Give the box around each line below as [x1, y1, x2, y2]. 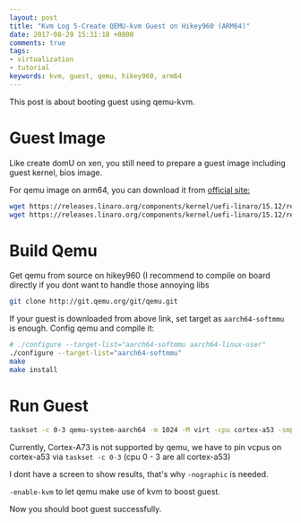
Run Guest [9, 395, 89, 416]
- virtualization [9, 55, 74, 64]
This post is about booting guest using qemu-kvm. [9, 96, 195, 107]
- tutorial [9, 64, 50, 73]
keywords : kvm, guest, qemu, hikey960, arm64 [9, 72, 182, 81]
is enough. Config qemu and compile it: [9, 323, 155, 333]
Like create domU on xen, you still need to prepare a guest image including [9, 157, 287, 168]
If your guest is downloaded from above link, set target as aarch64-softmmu [9, 314, 285, 324]
